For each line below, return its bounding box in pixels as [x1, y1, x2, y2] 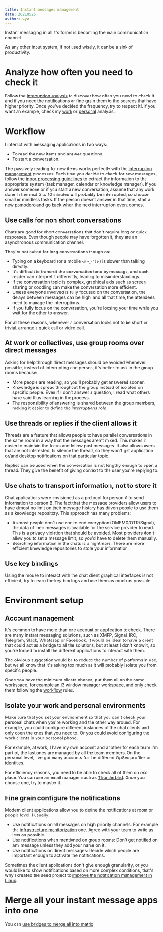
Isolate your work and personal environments [5, 701, 146, 710]
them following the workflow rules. [5, 687, 74, 693]
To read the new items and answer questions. [12, 151, 104, 157]
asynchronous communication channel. [5, 239, 84, 245]
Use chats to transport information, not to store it [5, 482, 157, 490]
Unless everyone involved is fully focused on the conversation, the [12, 290, 146, 295]
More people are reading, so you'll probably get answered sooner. [12, 379, 145, 385]
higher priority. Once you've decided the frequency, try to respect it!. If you [5, 103, 156, 109]
